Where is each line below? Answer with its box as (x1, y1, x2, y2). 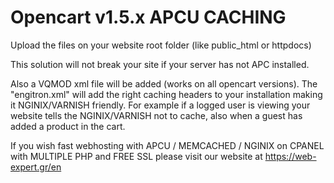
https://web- (264, 150, 317, 162)
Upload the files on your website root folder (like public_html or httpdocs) (10, 39, 312, 51)
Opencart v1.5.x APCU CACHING (10, 6, 287, 29)
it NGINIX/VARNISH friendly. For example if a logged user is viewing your (10, 99, 311, 111)
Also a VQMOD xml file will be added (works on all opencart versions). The (10, 77, 318, 90)
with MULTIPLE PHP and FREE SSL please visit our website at (10, 150, 263, 162)
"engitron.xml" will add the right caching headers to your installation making (10, 88, 323, 100)
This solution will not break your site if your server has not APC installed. (10, 58, 310, 70)
